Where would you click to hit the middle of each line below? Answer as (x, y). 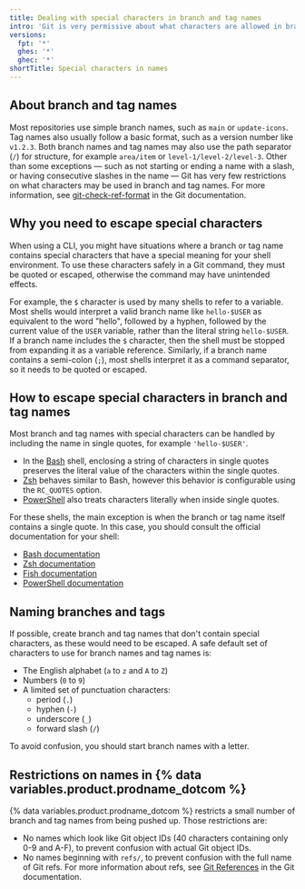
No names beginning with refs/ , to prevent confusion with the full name (157, 857)
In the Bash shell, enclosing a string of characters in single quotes (146, 461)
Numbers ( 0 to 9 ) (54, 680)
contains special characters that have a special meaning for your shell (140, 255)
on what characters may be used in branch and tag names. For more (138, 185)
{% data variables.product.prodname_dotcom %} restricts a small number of (152, 811)
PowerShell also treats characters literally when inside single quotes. (151, 500)
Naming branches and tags (88, 611)
